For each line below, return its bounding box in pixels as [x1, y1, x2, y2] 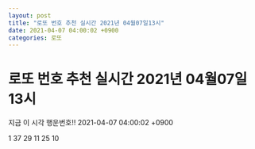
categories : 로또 [8, 33, 62, 42]
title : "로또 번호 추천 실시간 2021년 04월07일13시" [8, 19, 165, 27]
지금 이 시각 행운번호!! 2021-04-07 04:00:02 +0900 [8, 118, 173, 128]
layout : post [8, 11, 52, 20]
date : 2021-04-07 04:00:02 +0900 [8, 26, 119, 34]
